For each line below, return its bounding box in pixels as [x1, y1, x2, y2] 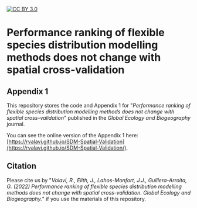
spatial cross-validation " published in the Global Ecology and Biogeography [6, 115, 191, 121]
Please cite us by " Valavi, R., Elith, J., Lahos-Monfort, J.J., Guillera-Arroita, [6, 176, 187, 183]
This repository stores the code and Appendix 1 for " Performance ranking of [6, 102, 191, 109]
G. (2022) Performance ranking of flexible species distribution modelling [6, 183, 182, 190]
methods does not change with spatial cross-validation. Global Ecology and [6, 189, 191, 196]
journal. [6, 120, 25, 127]
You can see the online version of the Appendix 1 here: [6, 132, 138, 138]
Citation [6, 161, 37, 171]
